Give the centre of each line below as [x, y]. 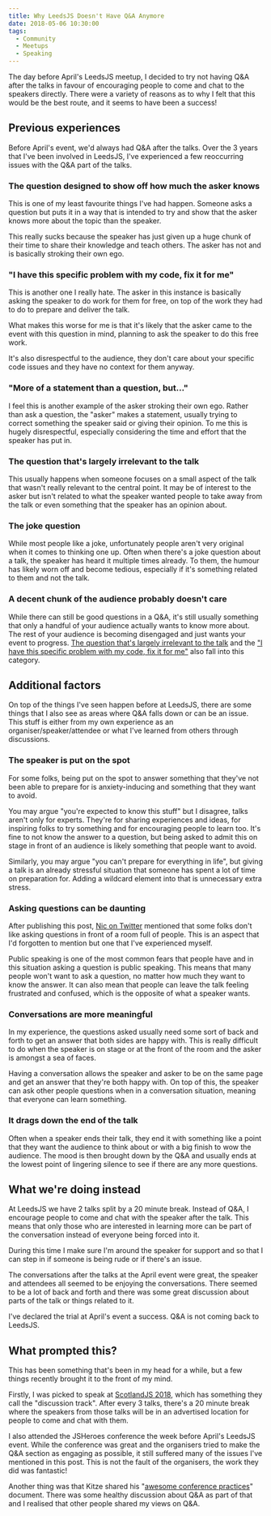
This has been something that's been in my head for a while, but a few [125, 1370]
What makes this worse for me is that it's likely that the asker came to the [130, 325]
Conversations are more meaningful [81, 1014]
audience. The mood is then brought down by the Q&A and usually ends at [132, 1155]
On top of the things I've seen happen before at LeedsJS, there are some [130, 705]
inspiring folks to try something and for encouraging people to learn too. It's [135, 828]
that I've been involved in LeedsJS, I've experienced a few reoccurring [126, 156]
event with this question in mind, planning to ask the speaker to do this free [133, 334]
